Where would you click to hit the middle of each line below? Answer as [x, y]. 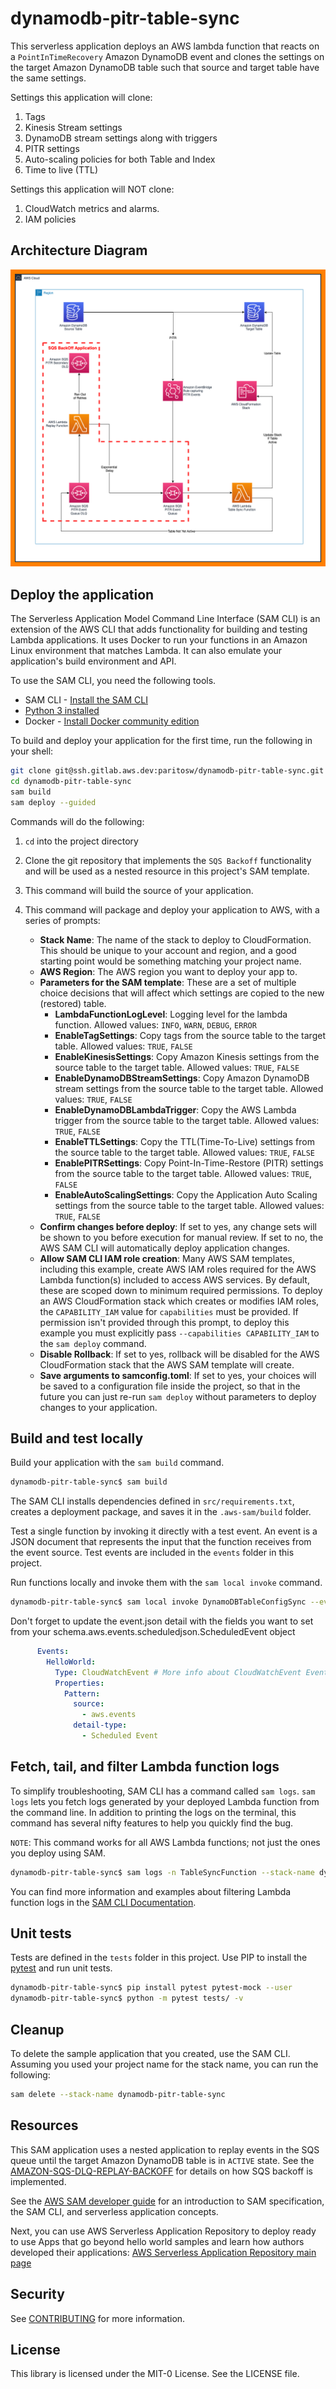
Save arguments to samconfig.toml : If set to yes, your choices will [178, 1375]
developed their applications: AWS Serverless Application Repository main [163, 2252]
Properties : [79, 1683]
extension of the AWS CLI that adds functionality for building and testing [159, 629]
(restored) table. [73, 1003]
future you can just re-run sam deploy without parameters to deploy [178, 1396]
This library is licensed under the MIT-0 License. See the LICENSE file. [155, 2374]
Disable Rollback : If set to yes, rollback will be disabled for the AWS [179, 1354]
